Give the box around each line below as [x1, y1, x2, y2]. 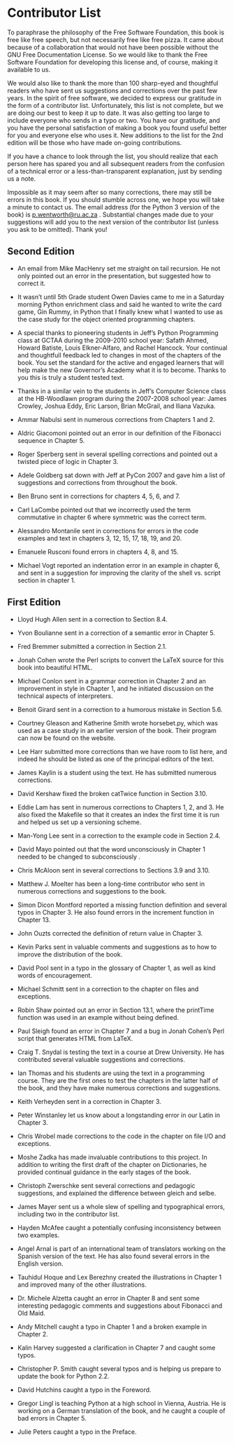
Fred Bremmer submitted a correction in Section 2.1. [17, 642, 168, 650]
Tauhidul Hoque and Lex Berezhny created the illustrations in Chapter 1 [17, 1273, 222, 1281]
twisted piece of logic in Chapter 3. [17, 457, 119, 465]
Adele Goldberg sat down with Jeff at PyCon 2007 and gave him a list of [17, 471, 226, 479]
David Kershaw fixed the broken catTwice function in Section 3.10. [17, 789, 208, 798]
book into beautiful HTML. [17, 663, 93, 671]
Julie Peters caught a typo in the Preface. [17, 1428, 137, 1436]
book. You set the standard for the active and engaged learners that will [17, 358, 224, 367]
